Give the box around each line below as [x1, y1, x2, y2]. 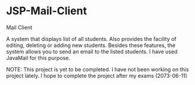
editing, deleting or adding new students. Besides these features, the [6, 42, 176, 49]
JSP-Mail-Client [6, 4, 88, 18]
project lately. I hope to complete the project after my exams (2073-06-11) [6, 72, 188, 79]
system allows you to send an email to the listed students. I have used [6, 48, 178, 55]
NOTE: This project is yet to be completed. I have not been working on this [6, 65, 189, 73]
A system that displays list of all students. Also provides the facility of [6, 35, 177, 42]
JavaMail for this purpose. [6, 54, 70, 61]
